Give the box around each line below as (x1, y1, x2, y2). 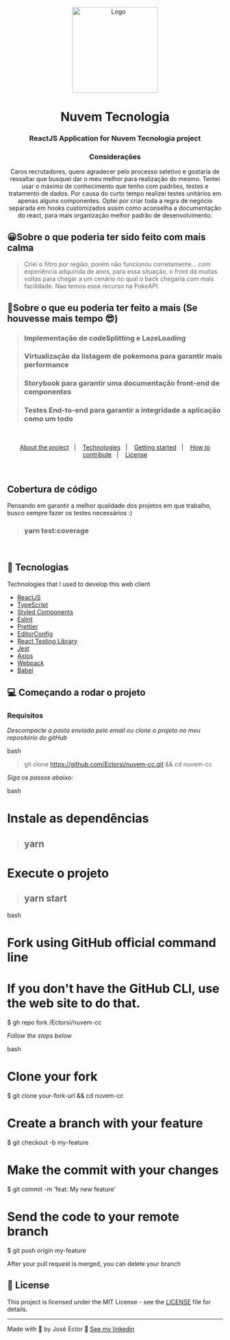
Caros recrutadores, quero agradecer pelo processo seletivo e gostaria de (10, 167, 220, 176)
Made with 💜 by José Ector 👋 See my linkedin (7, 1324, 135, 1333)
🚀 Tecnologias (7, 562, 69, 574)
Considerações (88, 152, 142, 162)
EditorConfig (16, 629, 53, 637)
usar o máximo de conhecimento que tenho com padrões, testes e (21, 182, 209, 191)
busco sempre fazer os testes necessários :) (7, 509, 133, 517)
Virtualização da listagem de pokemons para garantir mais (23, 351, 222, 361)
